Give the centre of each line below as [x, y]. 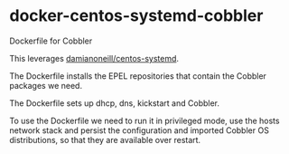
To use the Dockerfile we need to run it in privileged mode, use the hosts [144, 120]
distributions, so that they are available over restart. [105, 140]
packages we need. [46, 85]
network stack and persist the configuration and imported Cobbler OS [139, 130]
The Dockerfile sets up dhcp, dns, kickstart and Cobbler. [114, 103]
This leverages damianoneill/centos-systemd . [94, 58]
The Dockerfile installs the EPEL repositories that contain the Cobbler [138, 76]
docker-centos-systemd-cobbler [136, 16]
